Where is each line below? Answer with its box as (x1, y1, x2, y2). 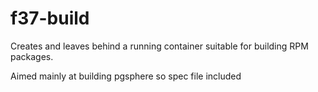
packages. (10, 50, 54, 62)
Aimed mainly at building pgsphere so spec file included (10, 70, 242, 82)
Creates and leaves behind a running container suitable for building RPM (10, 40, 309, 52)
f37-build (10, 7, 90, 30)
